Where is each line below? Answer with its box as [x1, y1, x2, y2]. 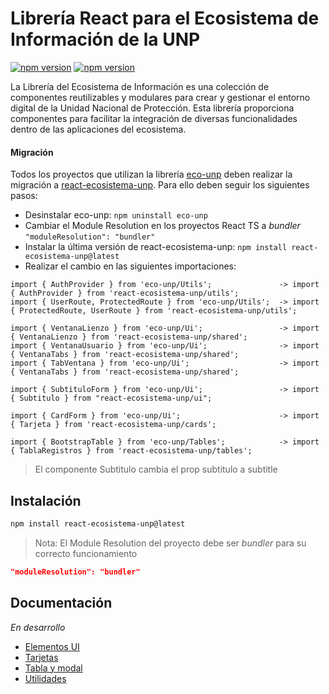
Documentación [10, 595, 113, 612]
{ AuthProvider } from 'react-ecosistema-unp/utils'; [10, 288, 240, 299]
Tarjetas [24, 651, 59, 663]
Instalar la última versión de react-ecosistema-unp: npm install [24, 241, 288, 253]
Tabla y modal [24, 662, 83, 674]
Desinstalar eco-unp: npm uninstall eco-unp [24, 209, 208, 221]
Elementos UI [24, 640, 80, 652]
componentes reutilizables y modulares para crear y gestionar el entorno [10, 91, 311, 103]
